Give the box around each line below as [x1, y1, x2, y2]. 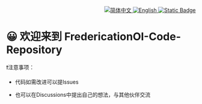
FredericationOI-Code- [64, 30, 182, 44]
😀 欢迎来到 [6, 30, 62, 44]
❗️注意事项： [6, 63, 35, 71]
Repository [6, 43, 63, 57]
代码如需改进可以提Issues [14, 78, 79, 85]
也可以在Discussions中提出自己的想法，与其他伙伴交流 [14, 91, 151, 98]
